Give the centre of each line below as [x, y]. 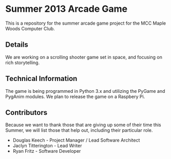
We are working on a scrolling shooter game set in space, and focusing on [84, 57]
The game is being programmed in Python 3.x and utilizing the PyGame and [85, 91]
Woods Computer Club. [30, 28]
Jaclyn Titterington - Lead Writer [47, 146]
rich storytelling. [23, 63]
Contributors [26, 113]
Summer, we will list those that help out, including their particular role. [79, 130]
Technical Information [41, 79]
